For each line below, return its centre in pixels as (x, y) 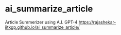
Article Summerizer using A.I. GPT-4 (41, 22)
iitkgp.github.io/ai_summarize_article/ (42, 27)
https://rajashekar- (97, 22)
